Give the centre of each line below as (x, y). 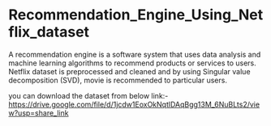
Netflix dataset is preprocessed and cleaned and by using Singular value (129, 71)
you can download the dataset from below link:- (88, 95)
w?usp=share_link (39, 113)
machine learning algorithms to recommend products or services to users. (133, 63)
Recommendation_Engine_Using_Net (136, 15)
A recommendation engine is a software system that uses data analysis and (135, 54)
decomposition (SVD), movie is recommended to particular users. (118, 80)
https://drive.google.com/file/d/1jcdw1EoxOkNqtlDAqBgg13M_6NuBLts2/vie (134, 104)
